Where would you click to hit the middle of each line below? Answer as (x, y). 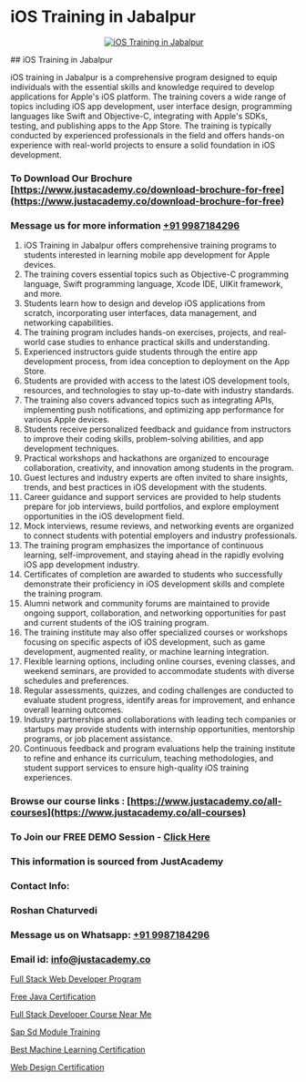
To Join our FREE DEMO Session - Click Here (110, 837)
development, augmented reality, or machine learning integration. (146, 652)
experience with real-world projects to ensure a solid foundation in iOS (143, 145)
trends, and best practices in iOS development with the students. (145, 487)
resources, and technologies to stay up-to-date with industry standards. (158, 391)
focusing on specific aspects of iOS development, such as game (144, 642)
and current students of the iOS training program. (116, 623)
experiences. (48, 778)
